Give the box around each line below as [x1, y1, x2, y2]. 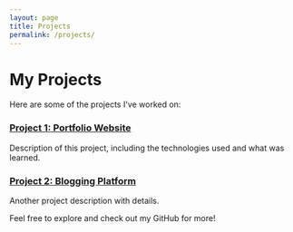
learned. [9, 151, 41, 163]
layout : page [9, 13, 59, 23]
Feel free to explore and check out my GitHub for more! [9, 212, 216, 223]
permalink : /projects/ [9, 30, 95, 39]
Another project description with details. [9, 195, 160, 206]
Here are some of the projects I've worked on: [9, 99, 181, 110]
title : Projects [9, 22, 71, 31]
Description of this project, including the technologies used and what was [9, 142, 285, 153]
